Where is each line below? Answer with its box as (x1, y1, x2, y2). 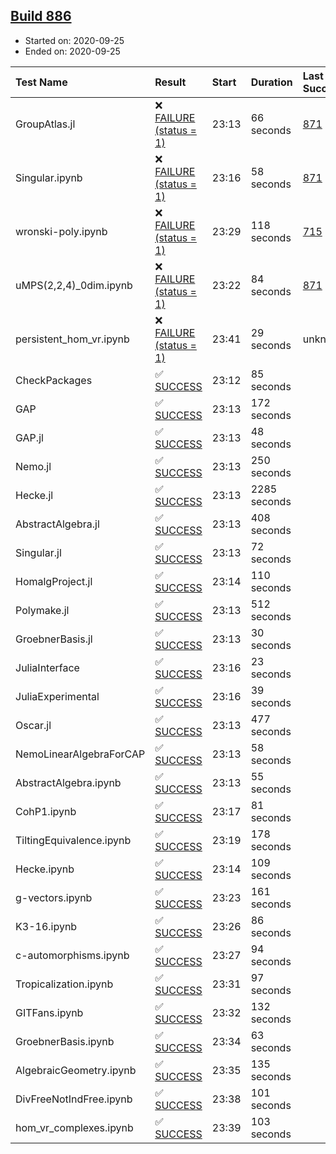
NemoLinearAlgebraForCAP (15, 747, 146, 761)
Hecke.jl (15, 488, 54, 502)
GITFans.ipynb (15, 1005, 84, 1019)
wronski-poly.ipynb (15, 224, 108, 238)
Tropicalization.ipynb (15, 977, 114, 991)
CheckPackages (15, 373, 93, 387)
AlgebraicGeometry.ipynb (15, 1063, 137, 1077)
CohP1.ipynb (15, 804, 77, 818)
